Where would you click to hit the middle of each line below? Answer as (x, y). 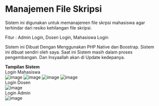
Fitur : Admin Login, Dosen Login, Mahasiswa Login (57, 37)
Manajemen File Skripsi (54, 9)
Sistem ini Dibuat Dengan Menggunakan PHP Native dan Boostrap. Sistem (80, 47)
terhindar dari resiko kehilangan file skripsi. (48, 27)
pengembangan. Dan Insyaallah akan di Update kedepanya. (65, 57)
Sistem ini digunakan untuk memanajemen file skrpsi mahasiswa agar (75, 23)
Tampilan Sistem (23, 67)
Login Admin (18, 93)
